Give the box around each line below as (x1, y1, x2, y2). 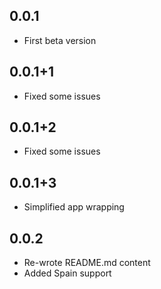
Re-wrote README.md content (23, 257, 151, 269)
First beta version (23, 34, 97, 46)
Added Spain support (23, 267, 112, 279)
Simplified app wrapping (23, 201, 125, 213)
